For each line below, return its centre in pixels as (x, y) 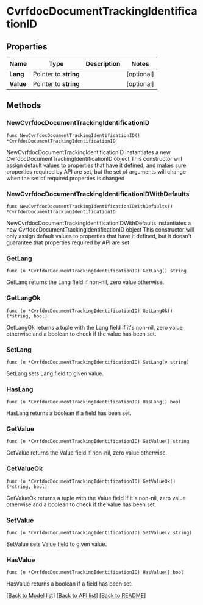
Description (103, 64)
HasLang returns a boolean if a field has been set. (69, 413)
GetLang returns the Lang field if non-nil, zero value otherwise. (85, 282)
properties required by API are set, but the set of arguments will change (96, 171)
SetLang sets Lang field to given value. (55, 373)
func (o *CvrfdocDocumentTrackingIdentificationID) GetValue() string (98, 442)
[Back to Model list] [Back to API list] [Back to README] (76, 596)
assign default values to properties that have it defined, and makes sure (96, 165)
